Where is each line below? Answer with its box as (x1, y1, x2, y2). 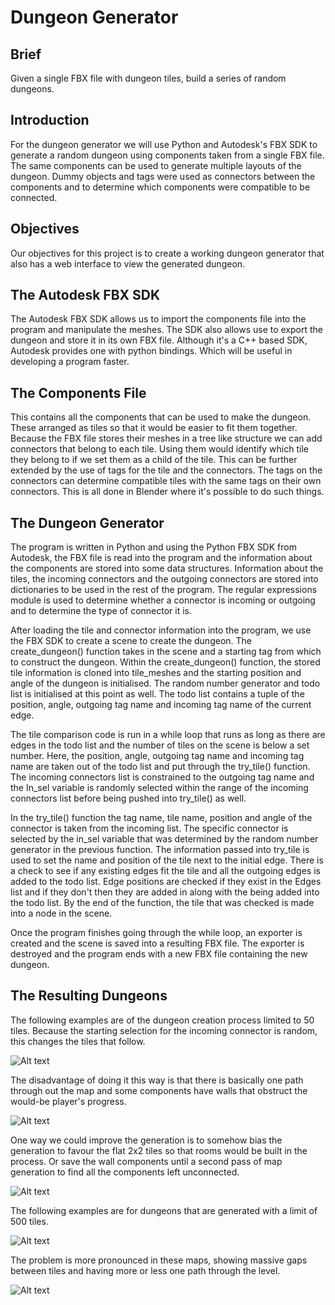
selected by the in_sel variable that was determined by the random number (10, 833, 319, 845)
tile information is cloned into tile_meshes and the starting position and (10, 667, 302, 679)
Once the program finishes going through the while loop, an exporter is (10, 927, 303, 939)
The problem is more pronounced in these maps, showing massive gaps (10, 1254, 308, 1266)
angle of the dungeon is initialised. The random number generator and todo (10, 677, 321, 690)
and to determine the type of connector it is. (10, 605, 193, 617)
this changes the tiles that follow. (10, 1035, 146, 1047)
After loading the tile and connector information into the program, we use (10, 624, 312, 636)
